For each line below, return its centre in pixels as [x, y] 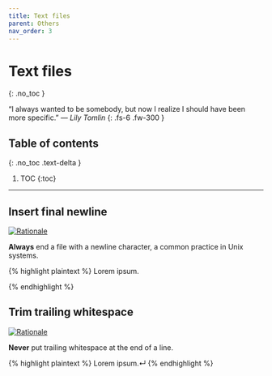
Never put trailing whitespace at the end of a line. [91, 347]
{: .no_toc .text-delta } [45, 163]
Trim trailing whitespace [71, 312]
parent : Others [34, 23]
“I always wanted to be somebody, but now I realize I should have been [127, 109]
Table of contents [53, 143]
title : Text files [39, 16]
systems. [23, 255]
